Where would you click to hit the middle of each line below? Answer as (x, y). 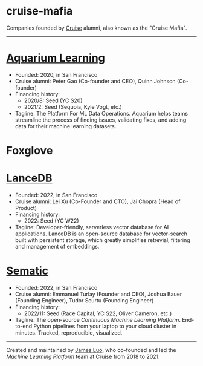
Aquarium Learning (56, 58)
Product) (26, 208)
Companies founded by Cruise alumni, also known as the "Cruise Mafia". (97, 28)
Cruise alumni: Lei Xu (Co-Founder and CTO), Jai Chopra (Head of (98, 201)
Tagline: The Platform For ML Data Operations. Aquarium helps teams (101, 113)
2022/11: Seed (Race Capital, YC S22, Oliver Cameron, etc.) (98, 313)
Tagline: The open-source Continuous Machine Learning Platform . (98, 319)
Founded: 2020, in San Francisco (56, 74)
